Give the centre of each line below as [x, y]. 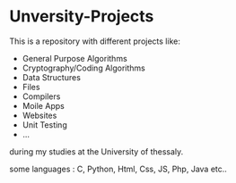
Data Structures [51, 77]
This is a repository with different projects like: [95, 41]
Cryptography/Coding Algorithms [83, 68]
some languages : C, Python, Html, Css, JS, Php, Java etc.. [118, 169]
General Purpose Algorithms [74, 58]
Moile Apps [43, 105]
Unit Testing [44, 125]
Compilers [41, 96]
